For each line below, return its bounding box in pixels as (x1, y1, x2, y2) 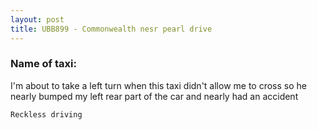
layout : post (10, 14, 65, 25)
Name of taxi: (10, 57, 77, 71)
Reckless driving (10, 109, 83, 120)
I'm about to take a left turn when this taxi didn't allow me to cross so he (10, 79, 307, 91)
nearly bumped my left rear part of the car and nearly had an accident (10, 90, 299, 102)
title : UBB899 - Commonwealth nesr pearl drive (10, 24, 213, 34)
